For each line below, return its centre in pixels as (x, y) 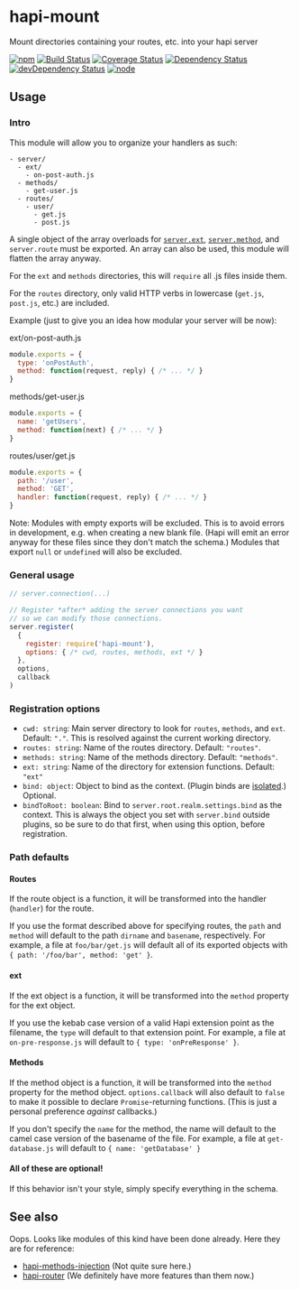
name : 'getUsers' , (52, 422)
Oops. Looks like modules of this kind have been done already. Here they (145, 1239)
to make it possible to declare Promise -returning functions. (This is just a (143, 1101)
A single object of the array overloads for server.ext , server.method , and (145, 239)
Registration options (55, 709)
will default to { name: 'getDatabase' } (128, 1147)
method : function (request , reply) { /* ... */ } (110, 371)
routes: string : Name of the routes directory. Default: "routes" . (141, 747)
